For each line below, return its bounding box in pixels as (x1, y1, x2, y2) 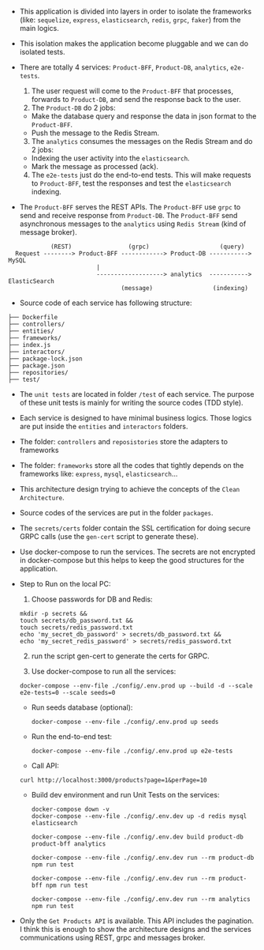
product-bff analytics (31, 840, 106, 848)
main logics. (19, 24, 59, 32)
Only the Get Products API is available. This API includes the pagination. (19, 916, 255, 925)
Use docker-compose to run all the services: (31, 667, 177, 676)
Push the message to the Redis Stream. (31, 128, 160, 138)
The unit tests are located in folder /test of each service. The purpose (19, 390, 255, 398)
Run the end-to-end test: (31, 732, 113, 741)
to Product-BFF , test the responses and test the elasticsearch (31, 179, 232, 188)
